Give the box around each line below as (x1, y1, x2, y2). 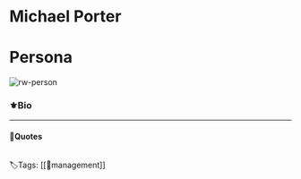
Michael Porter (9, 6, 122, 27)
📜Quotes (9, 132, 43, 142)
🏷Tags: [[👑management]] (9, 159, 106, 170)
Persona (9, 47, 73, 68)
